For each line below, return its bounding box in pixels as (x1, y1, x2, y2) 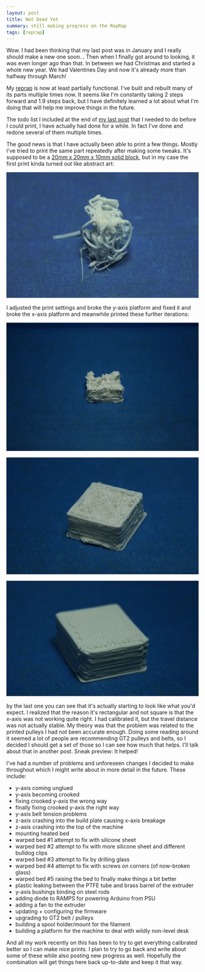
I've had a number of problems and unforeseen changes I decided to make (6, 759, 194, 767)
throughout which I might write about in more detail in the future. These (6, 766, 186, 773)
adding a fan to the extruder (15, 901, 86, 908)
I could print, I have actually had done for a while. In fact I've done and (6, 122, 183, 130)
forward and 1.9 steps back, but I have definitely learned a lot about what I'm (6, 98, 200, 105)
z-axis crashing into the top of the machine (15, 823, 124, 830)
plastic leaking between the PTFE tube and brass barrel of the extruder (15, 882, 194, 889)
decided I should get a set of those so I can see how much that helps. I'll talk (6, 741, 199, 748)
